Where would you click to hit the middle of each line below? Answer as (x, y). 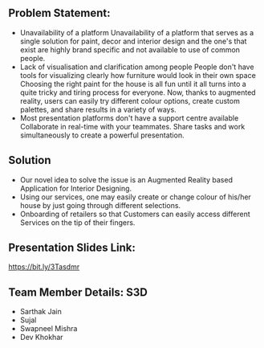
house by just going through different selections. (100, 205)
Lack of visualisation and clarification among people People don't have (137, 67)
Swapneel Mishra (49, 329)
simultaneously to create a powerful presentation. (102, 135)
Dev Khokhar (41, 338)
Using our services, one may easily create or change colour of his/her (135, 197)
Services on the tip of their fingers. (77, 222)
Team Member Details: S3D (78, 292)
